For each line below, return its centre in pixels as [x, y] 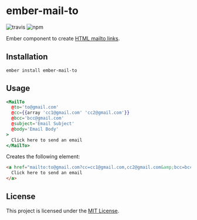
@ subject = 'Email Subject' [43, 124]
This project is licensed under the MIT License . [63, 211]
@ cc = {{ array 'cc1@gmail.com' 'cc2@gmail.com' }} [71, 113]
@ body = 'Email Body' [35, 129]
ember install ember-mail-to [42, 70]
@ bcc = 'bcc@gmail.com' [38, 119]
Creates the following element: [43, 157]
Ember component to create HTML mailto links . [63, 38]
